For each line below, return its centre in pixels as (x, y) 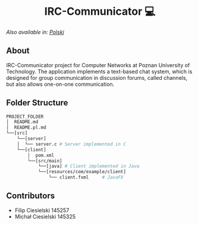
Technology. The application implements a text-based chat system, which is (99, 71)
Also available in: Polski (35, 32)
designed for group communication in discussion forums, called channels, (97, 77)
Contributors (31, 196)
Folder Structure (37, 103)
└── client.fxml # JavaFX (86, 177)
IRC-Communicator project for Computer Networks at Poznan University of (98, 65)
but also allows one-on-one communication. (60, 84)
